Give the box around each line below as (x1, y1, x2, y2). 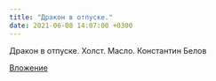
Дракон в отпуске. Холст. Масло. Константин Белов (9, 45, 207, 55)
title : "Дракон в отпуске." (9, 12, 114, 22)
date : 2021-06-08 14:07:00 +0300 (9, 21, 133, 30)
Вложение (9, 63, 49, 73)
